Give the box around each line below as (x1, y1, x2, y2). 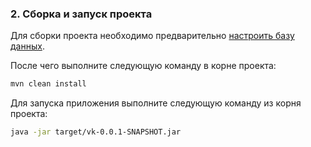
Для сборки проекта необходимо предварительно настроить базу (10, 30, 295, 42)
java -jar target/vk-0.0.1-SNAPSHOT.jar (10, 127, 182, 137)
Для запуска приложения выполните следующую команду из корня (10, 97, 302, 109)
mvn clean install (10, 79, 87, 89)
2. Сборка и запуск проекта (10, 7, 153, 21)
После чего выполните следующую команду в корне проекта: (10, 60, 277, 72)
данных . (10, 40, 45, 52)
